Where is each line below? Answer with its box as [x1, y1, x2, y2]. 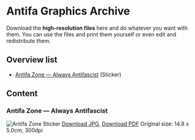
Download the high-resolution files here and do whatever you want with [6, 24, 188, 32]
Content [6, 88, 38, 99]
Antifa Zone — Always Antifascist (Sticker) [15, 71, 121, 78]
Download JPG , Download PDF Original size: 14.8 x [61, 120, 190, 128]
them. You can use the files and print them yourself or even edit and [6, 30, 177, 38]
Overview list [6, 55, 58, 65]
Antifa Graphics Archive [6, 4, 131, 18]
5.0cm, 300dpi [6, 127, 43, 134]
